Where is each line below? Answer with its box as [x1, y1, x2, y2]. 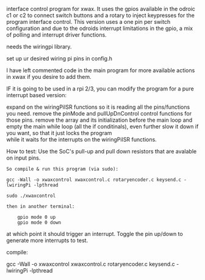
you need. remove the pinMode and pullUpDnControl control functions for [6, 110, 192, 117]
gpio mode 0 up [17, 214, 56, 220]
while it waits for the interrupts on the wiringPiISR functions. [6, 136, 157, 143]
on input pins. [6, 154, 41, 161]
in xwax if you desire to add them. [6, 73, 92, 80]
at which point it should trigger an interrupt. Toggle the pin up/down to [6, 230, 183, 237]
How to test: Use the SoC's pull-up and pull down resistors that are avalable [6, 148, 197, 155]
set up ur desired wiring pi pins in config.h [6, 55, 113, 62]
